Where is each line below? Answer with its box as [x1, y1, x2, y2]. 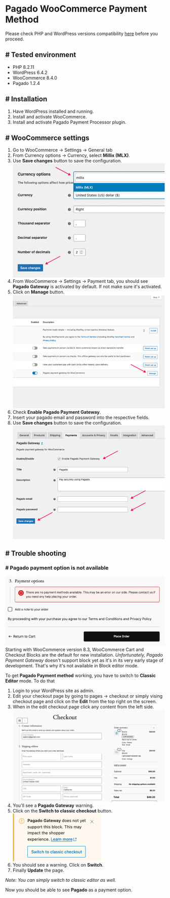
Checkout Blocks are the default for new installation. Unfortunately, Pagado [5, 652, 163, 658]
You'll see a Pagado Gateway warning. [12, 802, 94, 808]
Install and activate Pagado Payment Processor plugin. [12, 119, 126, 125]
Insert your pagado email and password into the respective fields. [12, 414, 150, 420]
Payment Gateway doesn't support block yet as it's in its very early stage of [5, 657, 163, 663]
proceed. [5, 36, 24, 42]
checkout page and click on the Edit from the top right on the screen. [12, 698, 157, 704]
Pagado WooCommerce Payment [5, 3, 147, 15]
